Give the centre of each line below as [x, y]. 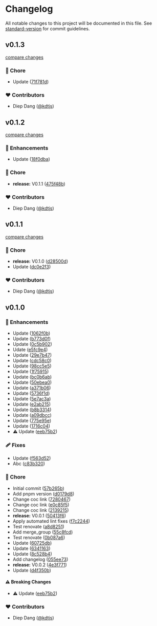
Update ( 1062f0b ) [31, 333]
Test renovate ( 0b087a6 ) [39, 537]
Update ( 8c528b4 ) [32, 554]
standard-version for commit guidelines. [48, 28]
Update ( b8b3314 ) [32, 410]
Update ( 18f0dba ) [31, 159]
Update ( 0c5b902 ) [32, 344]
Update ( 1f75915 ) [31, 372]
